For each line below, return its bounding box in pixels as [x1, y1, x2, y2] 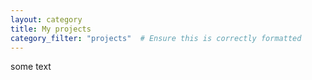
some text [10, 61, 52, 73]
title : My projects [10, 24, 92, 34]
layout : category [10, 14, 83, 25]
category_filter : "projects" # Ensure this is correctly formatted [10, 33, 302, 43]
